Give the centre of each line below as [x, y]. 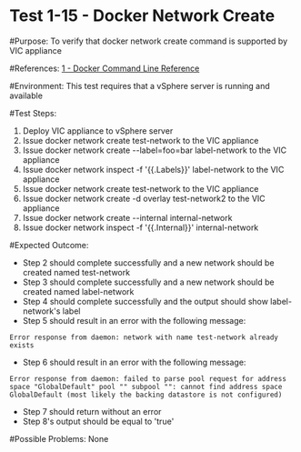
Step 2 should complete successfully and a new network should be [148, 262]
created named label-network [78, 291]
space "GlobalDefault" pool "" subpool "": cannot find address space [146, 387]
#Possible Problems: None [59, 438]
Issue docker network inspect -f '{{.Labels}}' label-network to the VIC [153, 169]
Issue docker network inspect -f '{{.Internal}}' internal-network [140, 227]
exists [22, 345]
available [26, 95]
